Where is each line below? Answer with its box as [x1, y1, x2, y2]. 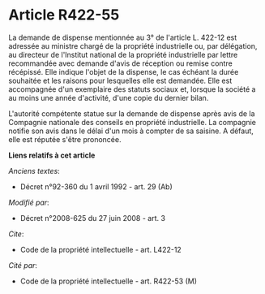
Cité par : [8, 260, 38, 270]
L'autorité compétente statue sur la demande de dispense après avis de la [8, 108, 255, 119]
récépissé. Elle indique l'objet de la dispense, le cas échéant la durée [8, 67, 239, 76]
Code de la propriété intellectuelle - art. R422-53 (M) [19, 276, 197, 286]
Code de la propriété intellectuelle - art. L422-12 [19, 244, 182, 254]
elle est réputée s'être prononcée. [8, 134, 122, 144]
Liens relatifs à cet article [8, 150, 96, 160]
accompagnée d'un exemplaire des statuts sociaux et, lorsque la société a [8, 84, 256, 94]
